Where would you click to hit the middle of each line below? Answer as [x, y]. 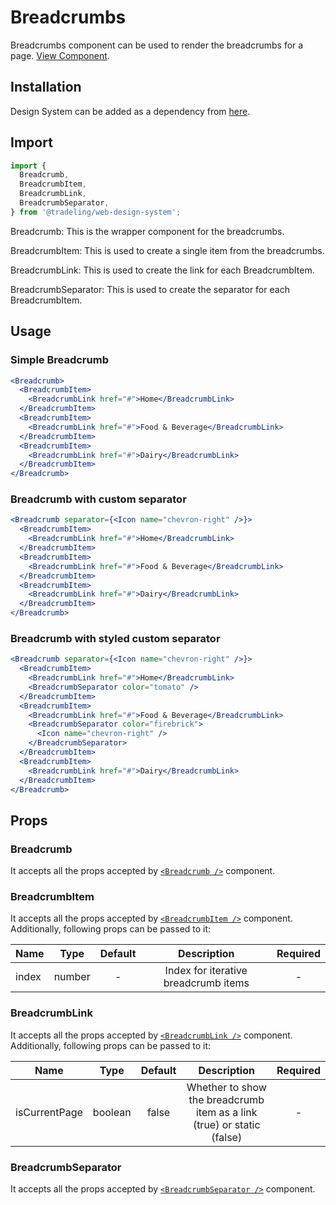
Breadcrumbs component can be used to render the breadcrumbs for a [157, 45]
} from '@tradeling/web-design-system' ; [96, 212]
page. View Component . [60, 55]
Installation [46, 87]
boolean [112, 1112]
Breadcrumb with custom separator [98, 499]
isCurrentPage [49, 1112]
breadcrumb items [206, 983]
